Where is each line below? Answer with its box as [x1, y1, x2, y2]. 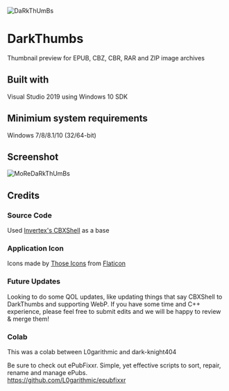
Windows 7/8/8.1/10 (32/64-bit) [7, 131, 97, 139]
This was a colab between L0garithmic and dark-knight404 [7, 347, 177, 356]
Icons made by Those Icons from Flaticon [7, 259, 126, 267]
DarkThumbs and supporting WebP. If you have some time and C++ [7, 299, 201, 308]
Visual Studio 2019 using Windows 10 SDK [7, 92, 128, 101]
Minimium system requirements [7, 113, 148, 124]
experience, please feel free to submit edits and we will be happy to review [7, 307, 221, 315]
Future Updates [7, 276, 61, 286]
